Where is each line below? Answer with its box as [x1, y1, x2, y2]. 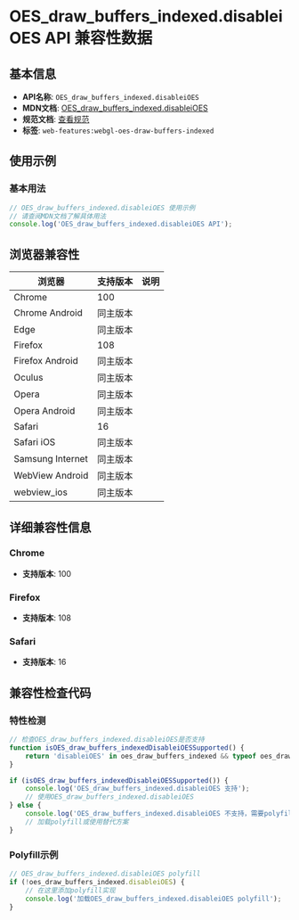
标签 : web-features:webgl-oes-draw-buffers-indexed [21, 125, 214, 136]
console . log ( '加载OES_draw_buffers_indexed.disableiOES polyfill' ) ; [25, 894, 282, 903]
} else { [9, 801, 42, 810]
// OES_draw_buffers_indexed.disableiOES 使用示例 [9, 203, 196, 212]
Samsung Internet [13, 453, 89, 465]
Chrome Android [13, 307, 83, 319]
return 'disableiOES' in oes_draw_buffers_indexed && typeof [25, 752, 256, 760]
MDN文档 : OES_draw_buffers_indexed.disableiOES [21, 103, 209, 113]
